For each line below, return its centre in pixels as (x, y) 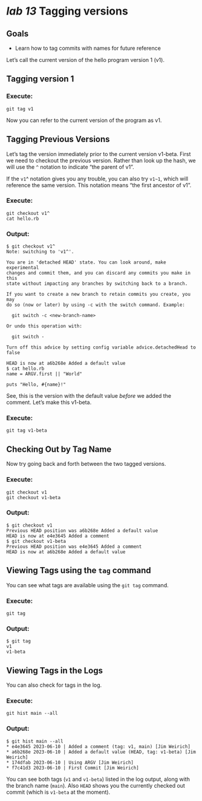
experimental (23, 268)
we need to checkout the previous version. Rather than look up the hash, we (101, 160)
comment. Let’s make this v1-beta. (49, 403)
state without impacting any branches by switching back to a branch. (97, 284)
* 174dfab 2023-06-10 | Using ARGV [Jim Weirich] (70, 762)
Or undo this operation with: (44, 326)
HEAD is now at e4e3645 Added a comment (58, 536)
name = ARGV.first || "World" (44, 374)
